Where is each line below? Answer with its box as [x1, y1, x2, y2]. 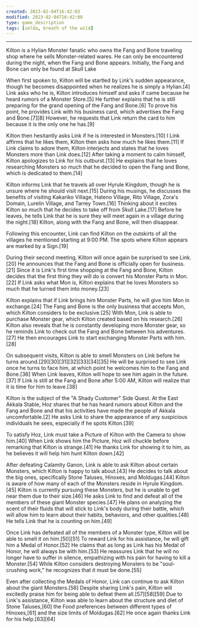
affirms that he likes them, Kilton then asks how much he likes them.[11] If [6, 138, 184, 146]
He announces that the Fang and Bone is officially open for [17, 260, 161, 267]
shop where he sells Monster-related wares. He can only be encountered [6, 53, 184, 60]
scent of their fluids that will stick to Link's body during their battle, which [6, 505, 184, 513]
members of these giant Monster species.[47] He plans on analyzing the [6, 499, 182, 506]
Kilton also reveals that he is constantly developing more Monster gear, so [6, 322, 186, 329]
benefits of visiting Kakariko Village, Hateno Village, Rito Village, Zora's [6, 194, 179, 201]
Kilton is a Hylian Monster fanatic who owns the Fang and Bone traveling [6, 47, 183, 54]
